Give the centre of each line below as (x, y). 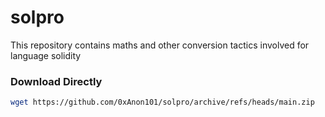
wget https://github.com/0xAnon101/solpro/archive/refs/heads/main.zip (162, 102)
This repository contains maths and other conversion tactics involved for (160, 45)
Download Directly (56, 81)
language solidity (46, 55)
